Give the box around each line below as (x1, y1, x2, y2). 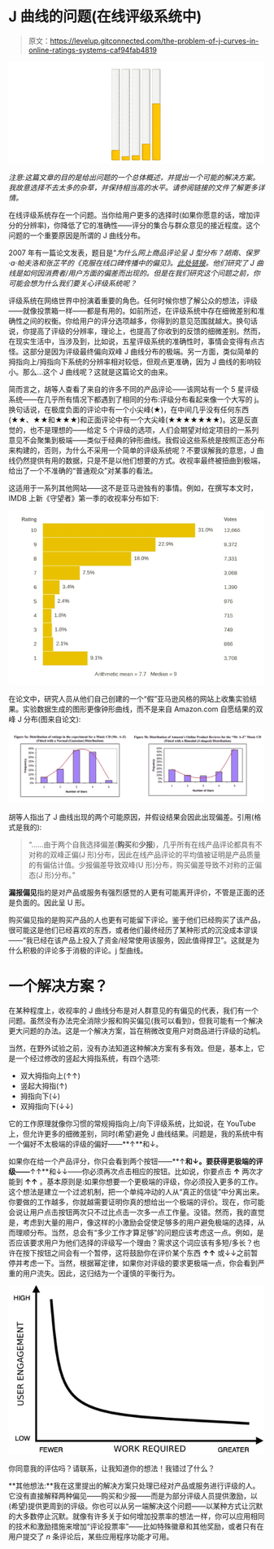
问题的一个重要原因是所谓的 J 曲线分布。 (8, 231, 145, 240)
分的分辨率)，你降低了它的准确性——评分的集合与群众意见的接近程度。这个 (8, 221, 261, 231)
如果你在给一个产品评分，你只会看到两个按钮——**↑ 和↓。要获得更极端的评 (8, 1156, 263, 1166)
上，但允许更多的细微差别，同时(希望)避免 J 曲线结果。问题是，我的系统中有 (8, 1129, 264, 1138)
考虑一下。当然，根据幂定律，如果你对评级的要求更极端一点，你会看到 (22, 1258, 258, 1268)
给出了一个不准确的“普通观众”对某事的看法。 (8, 466, 158, 476)
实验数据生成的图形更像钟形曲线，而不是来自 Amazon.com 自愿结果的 (22, 704, 256, 714)
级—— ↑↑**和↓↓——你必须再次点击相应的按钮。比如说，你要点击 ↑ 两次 (8, 1166, 257, 1176)
